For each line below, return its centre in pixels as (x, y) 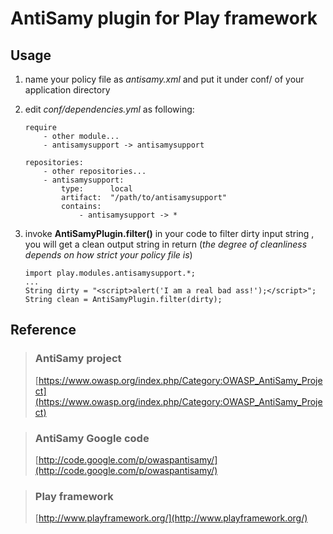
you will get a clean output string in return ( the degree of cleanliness (166, 244)
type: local (97, 189)
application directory (67, 90)
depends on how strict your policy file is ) (108, 255)
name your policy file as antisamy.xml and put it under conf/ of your (164, 79)
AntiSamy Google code (92, 438)
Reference (43, 330)
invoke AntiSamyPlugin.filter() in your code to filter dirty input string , (169, 233)
